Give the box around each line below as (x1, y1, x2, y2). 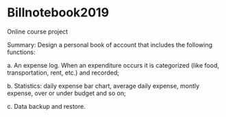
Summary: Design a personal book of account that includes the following (7, 40, 213, 49)
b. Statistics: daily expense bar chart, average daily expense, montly (7, 81, 200, 90)
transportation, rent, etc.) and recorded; (7, 68, 120, 77)
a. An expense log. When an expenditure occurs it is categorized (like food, (7, 61, 219, 69)
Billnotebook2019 (7, 5, 110, 21)
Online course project (7, 27, 68, 36)
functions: (7, 48, 36, 56)
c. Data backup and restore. (7, 102, 86, 110)
